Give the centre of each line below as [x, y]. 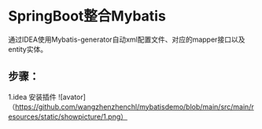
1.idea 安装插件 [32, 97]
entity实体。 [28, 49]
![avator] [72, 97]
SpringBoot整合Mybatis [87, 16]
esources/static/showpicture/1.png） [68, 116]
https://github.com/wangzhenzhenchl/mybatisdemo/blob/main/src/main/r [135, 106]
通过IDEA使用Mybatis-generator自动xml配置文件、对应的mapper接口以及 [127, 39]
